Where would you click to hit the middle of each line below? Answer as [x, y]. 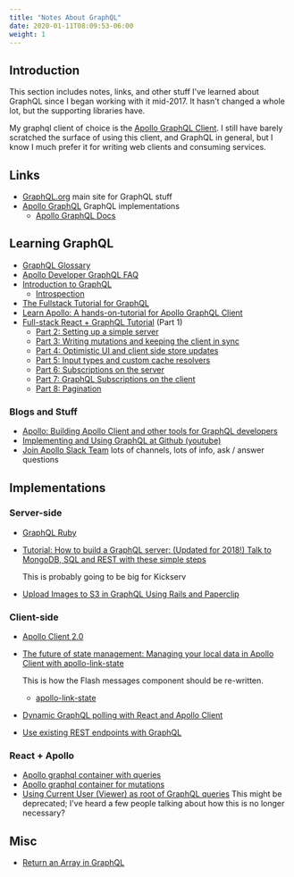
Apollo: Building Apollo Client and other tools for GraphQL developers [150, 431]
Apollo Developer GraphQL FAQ [80, 274]
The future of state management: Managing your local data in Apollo [148, 654]
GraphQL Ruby [50, 532]
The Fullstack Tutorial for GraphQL [86, 303]
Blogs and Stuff [43, 412]
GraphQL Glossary [56, 265]
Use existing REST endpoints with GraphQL [102, 732]
